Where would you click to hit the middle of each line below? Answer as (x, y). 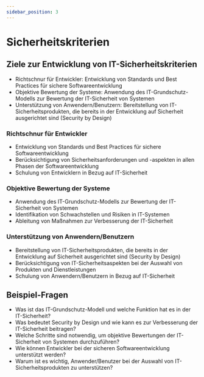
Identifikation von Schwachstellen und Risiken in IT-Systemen (92, 215)
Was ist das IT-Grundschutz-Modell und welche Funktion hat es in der (103, 310)
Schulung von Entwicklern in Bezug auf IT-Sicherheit (81, 172)
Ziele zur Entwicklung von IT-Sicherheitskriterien (102, 64)
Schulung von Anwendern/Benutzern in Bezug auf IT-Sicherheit (95, 276)
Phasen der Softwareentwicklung (57, 166)
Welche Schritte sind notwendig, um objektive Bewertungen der (95, 336)
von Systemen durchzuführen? (81, 342)
